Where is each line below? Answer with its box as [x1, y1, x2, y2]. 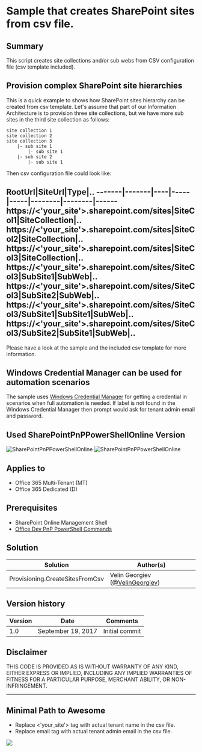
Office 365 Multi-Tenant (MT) [14, 479, 88, 487]
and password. [6, 412, 43, 419]
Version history [6, 599, 66, 609]
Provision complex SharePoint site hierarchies [6, 81, 183, 91]
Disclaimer [6, 647, 47, 657]
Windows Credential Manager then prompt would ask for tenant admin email [6, 406, 195, 413]
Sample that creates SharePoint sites [6, 4, 195, 18]
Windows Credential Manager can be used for [6, 368, 182, 378]
